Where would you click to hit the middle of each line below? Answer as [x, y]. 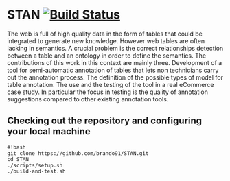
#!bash [16, 147]
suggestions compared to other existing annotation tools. [88, 99]
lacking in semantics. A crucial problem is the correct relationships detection [115, 48]
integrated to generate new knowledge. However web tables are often [106, 40]
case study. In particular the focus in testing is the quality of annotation [107, 92]
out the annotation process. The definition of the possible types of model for [115, 77]
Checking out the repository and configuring [105, 121]
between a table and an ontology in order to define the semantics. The [107, 56]
